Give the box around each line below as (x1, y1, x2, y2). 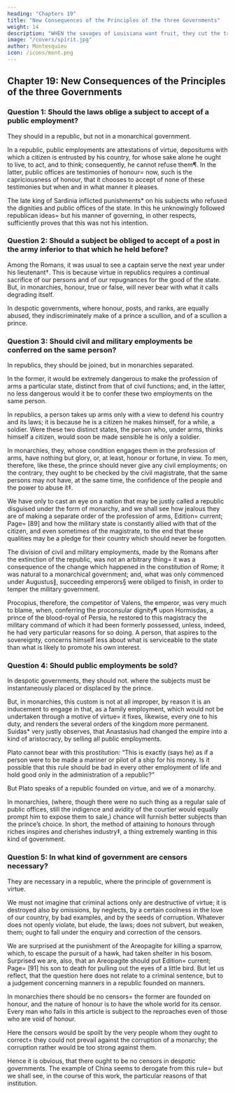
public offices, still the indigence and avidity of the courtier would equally (7, 805, 219, 814)
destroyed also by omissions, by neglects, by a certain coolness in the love (7, 905, 223, 914)
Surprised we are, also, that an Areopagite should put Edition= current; (7, 956, 211, 965)
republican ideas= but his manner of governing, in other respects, (7, 211, 197, 219)
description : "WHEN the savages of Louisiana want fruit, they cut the (7, 29, 220, 37)
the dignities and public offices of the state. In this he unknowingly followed (7, 204, 225, 212)
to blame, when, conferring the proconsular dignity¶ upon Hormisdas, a (7, 606, 214, 615)
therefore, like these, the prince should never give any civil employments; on (7, 461, 227, 470)
